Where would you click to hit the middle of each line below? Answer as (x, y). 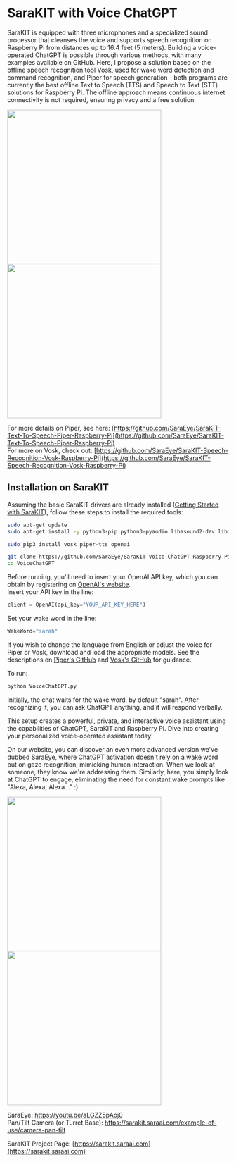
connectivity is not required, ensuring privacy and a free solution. (102, 99)
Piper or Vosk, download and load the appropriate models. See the (104, 652)
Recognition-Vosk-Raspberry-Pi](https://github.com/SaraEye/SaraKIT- (109, 458)
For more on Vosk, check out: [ (52, 450)
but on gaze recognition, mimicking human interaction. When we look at (111, 764)
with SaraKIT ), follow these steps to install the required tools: (96, 512)
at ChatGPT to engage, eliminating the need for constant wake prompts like (116, 779)
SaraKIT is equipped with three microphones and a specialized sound (108, 32)
